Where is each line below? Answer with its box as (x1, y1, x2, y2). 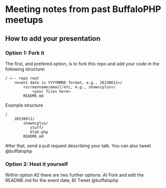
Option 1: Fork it (5, 49, 44, 56)
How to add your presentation (5, 34, 101, 43)
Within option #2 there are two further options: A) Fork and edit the (5, 172, 144, 178)
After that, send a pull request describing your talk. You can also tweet (5, 142, 151, 149)
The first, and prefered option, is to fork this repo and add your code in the (5, 60, 160, 66)
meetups (5, 14, 43, 26)
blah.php (30, 129, 49, 134)
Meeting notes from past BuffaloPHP (5, 4, 161, 15)
